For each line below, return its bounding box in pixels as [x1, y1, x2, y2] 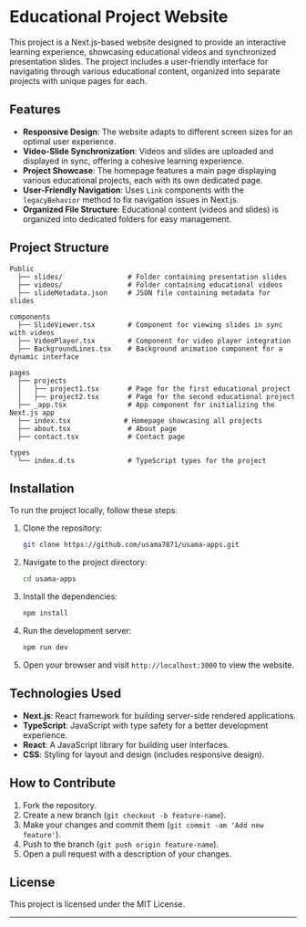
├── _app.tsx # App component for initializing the [17, 400, 275, 409]
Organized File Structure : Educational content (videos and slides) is [22, 204, 280, 215]
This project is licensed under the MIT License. [9, 899, 186, 910]
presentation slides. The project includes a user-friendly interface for [9, 56, 269, 67]
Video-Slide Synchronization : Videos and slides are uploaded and [22, 145, 274, 156]
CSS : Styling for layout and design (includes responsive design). [22, 749, 265, 760]
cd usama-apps [22, 574, 76, 584]
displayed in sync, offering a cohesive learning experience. [22, 155, 244, 166]
